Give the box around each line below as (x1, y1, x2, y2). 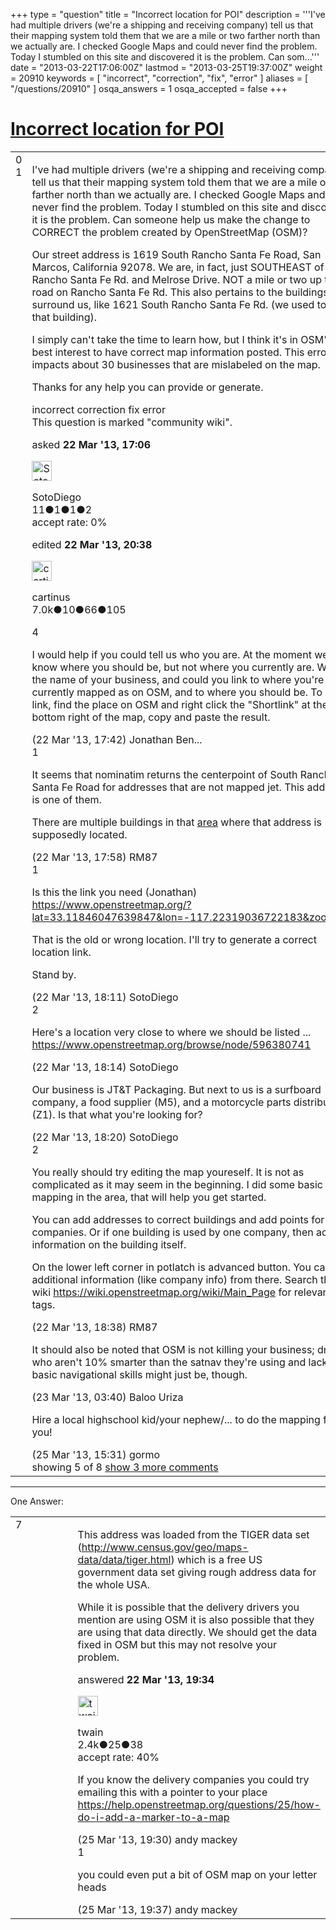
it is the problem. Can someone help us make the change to (31, 212, 311, 226)
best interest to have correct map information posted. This (31, 345, 305, 359)
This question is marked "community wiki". (31, 415, 233, 429)
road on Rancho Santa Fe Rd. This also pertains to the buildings (31, 285, 329, 299)
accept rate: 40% (77, 1750, 160, 1764)
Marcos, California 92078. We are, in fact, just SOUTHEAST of (31, 260, 325, 274)
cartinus (31, 590, 71, 604)
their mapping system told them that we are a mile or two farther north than (10, 30, 321, 41)
